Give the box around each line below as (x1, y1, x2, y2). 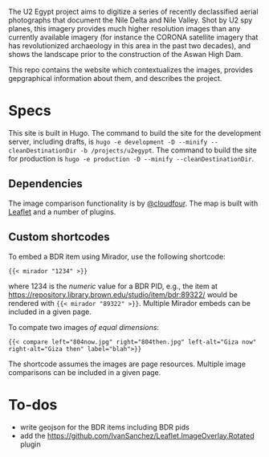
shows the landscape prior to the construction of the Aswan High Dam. (8, 50, 243, 59)
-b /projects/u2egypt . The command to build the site (79, 145, 257, 155)
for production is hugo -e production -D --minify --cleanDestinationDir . (8, 153, 255, 163)
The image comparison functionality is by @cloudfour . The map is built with (8, 198, 259, 208)
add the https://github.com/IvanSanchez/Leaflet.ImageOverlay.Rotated (19, 430, 255, 440)
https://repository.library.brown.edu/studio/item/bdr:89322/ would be (8, 289, 238, 300)
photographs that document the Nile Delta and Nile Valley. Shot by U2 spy (8, 15, 253, 25)
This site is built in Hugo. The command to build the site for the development (8, 128, 262, 137)
